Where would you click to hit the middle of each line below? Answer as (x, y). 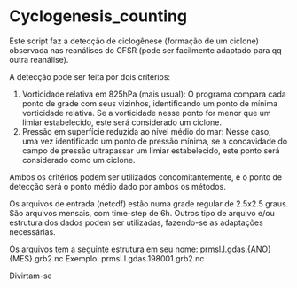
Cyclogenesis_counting (98, 16)
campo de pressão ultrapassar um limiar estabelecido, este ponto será (151, 150)
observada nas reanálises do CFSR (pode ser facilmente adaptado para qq (145, 50)
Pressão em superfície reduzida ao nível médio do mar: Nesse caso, (147, 131)
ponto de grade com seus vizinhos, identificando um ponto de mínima (150, 103)
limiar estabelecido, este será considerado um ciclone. (122, 122)
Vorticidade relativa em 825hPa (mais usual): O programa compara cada (154, 94)
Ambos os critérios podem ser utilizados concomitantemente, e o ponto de (145, 177)
